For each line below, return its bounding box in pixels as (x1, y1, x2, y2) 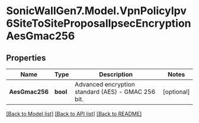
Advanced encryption (75, 80, 135, 88)
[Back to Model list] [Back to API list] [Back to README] (6, 111, 142, 117)
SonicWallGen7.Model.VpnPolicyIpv (6, 4, 187, 18)
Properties (6, 53, 46, 63)
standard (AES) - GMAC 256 (75, 88, 156, 96)
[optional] (162, 88, 190, 96)
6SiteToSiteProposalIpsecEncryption (6, 17, 191, 30)
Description (99, 70, 133, 78)
